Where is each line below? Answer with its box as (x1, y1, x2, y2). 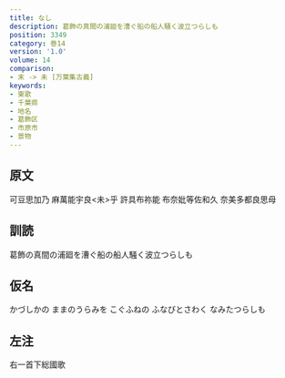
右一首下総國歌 (9, 359, 66, 370)
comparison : (9, 65, 55, 74)
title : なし (9, 13, 52, 23)
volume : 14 (9, 56, 51, 65)
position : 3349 (9, 30, 67, 39)
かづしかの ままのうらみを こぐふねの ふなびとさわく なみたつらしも (9, 304, 266, 315)
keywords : (9, 81, 47, 90)
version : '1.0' (9, 47, 67, 56)
